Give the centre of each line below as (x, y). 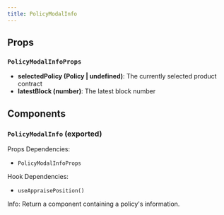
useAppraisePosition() (51, 191)
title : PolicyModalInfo (42, 14)
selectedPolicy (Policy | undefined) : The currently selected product (117, 76)
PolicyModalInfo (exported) (55, 134)
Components (36, 114)
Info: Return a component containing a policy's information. (94, 204)
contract (30, 84)
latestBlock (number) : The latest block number (87, 91)
